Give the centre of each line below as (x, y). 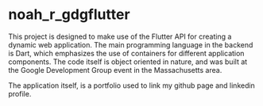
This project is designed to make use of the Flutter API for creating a (120, 36)
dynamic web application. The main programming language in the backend (131, 44)
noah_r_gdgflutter (69, 15)
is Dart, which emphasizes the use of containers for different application (126, 53)
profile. (20, 93)
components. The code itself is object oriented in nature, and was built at (128, 62)
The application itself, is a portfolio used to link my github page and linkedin (132, 85)
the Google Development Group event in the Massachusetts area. (115, 70)
